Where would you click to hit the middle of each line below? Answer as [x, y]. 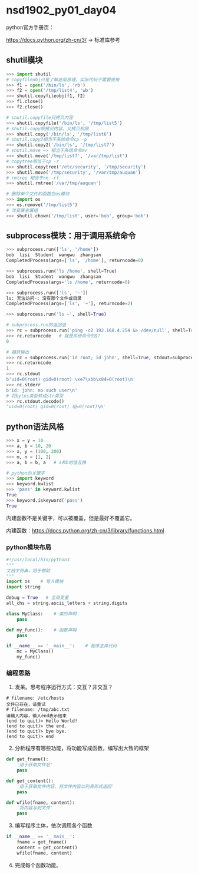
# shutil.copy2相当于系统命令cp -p [47, 140]
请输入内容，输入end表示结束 [37, 716]
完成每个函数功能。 [38, 865]
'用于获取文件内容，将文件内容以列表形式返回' [65, 786]
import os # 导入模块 [35, 582]
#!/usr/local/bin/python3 [38, 560]
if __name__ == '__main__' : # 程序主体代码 [62, 646]
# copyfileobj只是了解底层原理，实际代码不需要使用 [63, 80]
